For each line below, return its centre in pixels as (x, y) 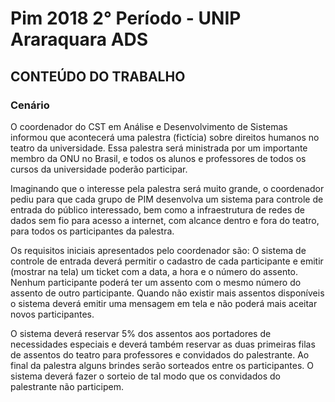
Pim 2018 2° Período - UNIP (126, 18)
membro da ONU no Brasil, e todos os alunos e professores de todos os (158, 158)
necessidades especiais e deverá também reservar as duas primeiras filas (163, 344)
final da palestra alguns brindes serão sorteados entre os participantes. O (162, 365)
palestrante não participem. (67, 386)
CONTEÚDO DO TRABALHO (98, 76)
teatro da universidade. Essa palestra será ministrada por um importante (159, 148)
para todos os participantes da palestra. (92, 231)
